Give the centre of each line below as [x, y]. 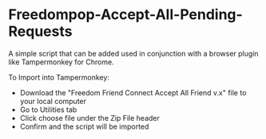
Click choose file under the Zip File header [89, 118]
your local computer [53, 101]
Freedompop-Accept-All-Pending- [126, 15]
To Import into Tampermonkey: [59, 77]
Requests [40, 31]
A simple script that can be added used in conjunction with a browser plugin [133, 53]
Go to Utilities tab [48, 110]
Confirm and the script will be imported [84, 126]
